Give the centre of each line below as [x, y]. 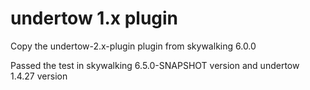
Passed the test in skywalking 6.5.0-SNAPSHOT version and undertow [155, 65]
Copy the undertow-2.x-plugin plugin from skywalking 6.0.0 [133, 46]
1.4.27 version [39, 76]
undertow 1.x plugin [94, 18]
